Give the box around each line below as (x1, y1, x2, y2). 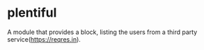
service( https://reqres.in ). (7, 35, 81, 43)
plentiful (7, 5, 57, 21)
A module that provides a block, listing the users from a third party (7, 28, 198, 36)
